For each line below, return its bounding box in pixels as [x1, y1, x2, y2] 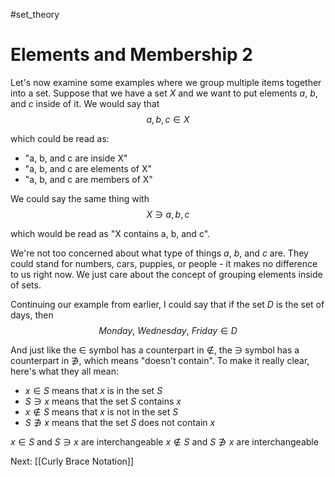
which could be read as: [10, 132, 110, 144]
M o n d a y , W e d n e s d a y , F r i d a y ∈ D [98, 324, 238, 336]
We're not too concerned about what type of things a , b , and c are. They [10, 247, 309, 259]
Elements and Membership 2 [10, 44, 253, 66]
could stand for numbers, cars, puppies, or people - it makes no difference [10, 257, 318, 269]
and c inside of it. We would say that [10, 97, 160, 109]
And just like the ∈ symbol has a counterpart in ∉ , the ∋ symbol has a [10, 344, 300, 356]
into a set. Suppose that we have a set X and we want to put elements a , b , [10, 87, 318, 99]
